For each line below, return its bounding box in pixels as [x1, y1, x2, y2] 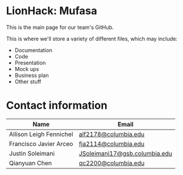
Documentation [14, 46, 53, 54]
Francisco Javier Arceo [9, 140, 74, 148]
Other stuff [14, 78, 41, 85]
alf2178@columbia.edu [79, 130, 145, 138]
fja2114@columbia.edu [79, 140, 145, 148]
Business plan [14, 72, 49, 79]
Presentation [14, 59, 46, 66]
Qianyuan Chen [9, 158, 52, 167]
